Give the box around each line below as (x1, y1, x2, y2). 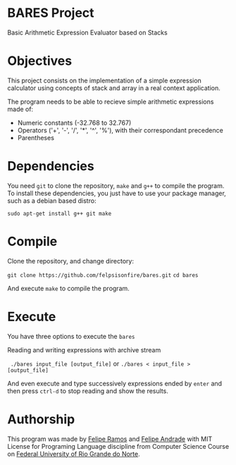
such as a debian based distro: (7, 196, 97, 205)
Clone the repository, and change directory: (7, 256, 134, 265)
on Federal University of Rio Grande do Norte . (7, 449, 140, 458)
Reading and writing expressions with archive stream (7, 345, 161, 354)
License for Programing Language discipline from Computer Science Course (7, 442, 230, 450)
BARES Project (7, 5, 94, 21)
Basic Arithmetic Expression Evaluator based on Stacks (7, 28, 168, 37)
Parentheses (17, 133, 55, 142)
